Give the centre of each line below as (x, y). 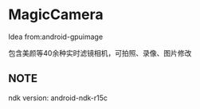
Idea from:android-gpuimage (56, 37)
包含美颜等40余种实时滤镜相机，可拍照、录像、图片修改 (100, 53)
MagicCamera (56, 15)
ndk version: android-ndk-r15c (58, 98)
